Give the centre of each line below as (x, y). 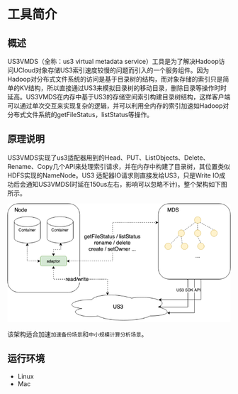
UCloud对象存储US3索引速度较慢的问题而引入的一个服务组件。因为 (111, 70)
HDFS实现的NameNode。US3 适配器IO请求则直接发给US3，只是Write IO (113, 175)
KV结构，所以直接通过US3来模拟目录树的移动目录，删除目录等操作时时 (123, 88)
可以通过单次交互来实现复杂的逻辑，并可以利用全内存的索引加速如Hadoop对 (118, 106)
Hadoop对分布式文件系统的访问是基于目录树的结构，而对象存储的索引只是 (115, 79)
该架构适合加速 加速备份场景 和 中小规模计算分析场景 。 (78, 334)
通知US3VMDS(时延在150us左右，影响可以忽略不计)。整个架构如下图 (127, 184)
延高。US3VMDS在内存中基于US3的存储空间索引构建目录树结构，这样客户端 (119, 97)
